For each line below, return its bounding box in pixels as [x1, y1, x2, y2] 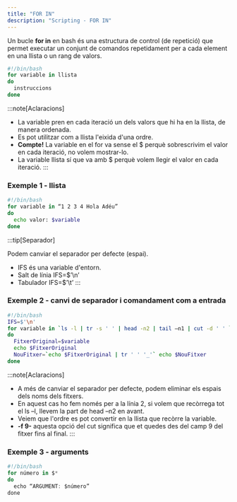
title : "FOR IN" [7, 10, 55, 18]
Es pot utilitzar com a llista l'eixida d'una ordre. [17, 132, 154, 141]
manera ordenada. [17, 125, 72, 134]
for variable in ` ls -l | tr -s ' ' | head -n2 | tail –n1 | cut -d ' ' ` [7, 325, 232, 332]
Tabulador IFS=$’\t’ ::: [17, 278, 81, 286]
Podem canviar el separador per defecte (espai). [7, 249, 149, 258]
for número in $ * [7, 469, 59, 477]
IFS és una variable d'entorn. [17, 263, 102, 272]
